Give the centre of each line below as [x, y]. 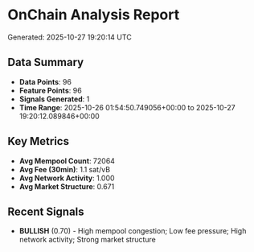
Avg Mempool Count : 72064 [67, 161]
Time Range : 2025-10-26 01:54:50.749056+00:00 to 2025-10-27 [127, 107]
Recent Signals [46, 211]
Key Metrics [39, 141]
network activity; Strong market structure [87, 240]
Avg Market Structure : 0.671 [67, 186]
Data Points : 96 [45, 81]
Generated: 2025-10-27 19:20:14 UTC [70, 37]
